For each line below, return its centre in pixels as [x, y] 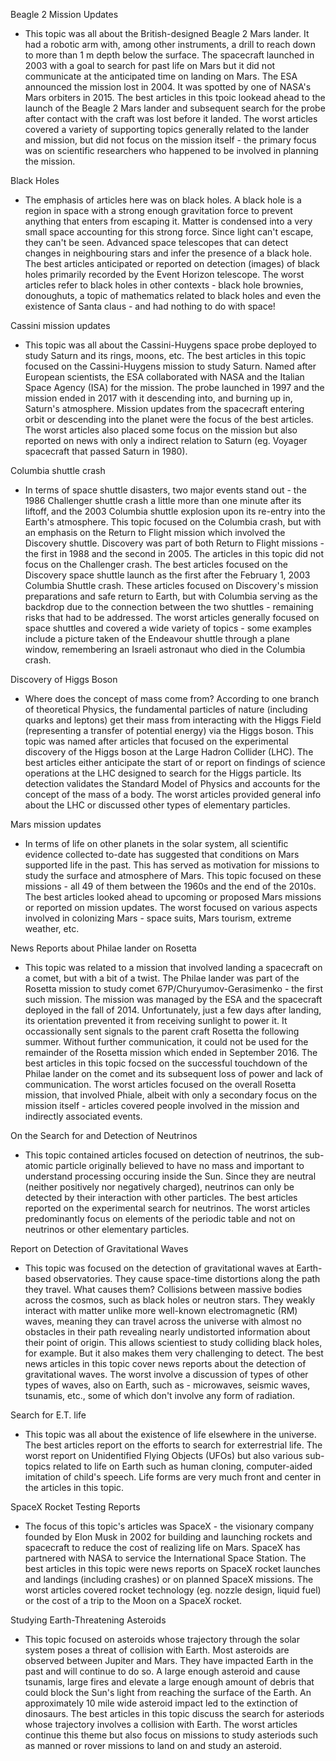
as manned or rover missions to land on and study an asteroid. [153, 1745]
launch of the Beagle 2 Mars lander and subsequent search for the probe [175, 108]
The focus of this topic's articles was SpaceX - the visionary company [169, 1526]
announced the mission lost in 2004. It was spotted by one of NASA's [168, 87]
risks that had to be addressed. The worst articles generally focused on [172, 617]
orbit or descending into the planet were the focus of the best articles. [169, 419]
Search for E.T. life [48, 1415]
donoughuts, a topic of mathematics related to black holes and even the [173, 295]
